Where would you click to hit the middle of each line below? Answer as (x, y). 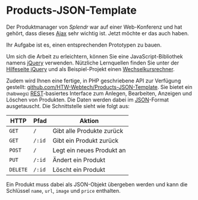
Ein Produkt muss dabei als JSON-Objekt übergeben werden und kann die (97, 184)
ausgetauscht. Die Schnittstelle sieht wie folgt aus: (68, 106)
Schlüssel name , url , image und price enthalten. (63, 190)
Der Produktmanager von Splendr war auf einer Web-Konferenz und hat (94, 27)
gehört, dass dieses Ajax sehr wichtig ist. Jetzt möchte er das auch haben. (98, 33)
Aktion (89, 121)
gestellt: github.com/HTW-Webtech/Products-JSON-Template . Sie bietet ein (99, 87)
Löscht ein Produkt (79, 170)
